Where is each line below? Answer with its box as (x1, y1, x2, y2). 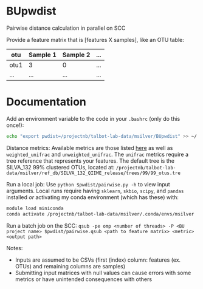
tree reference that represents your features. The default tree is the (6, 157, 175, 165)
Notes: (6, 244, 23, 251)
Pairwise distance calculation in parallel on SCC (6, 24, 126, 32)
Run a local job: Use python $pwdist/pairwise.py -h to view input (6, 180, 170, 188)
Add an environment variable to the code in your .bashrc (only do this (6, 115, 181, 122)
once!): (6, 121, 24, 129)
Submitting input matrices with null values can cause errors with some (15, 269, 191, 276)
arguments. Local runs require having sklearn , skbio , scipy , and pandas (6, 187, 184, 194)
